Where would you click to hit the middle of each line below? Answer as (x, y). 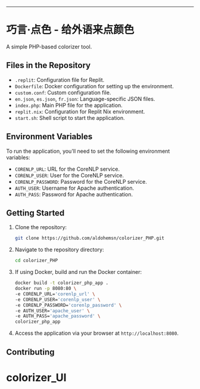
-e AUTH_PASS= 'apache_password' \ (57, 316)
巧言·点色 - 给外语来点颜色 (70, 30)
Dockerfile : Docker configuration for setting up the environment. (94, 86)
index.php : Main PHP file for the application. (69, 105)
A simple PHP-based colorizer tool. (49, 47)
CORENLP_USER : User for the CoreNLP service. (69, 175)
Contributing (30, 352)
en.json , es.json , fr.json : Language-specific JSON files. (85, 98)
